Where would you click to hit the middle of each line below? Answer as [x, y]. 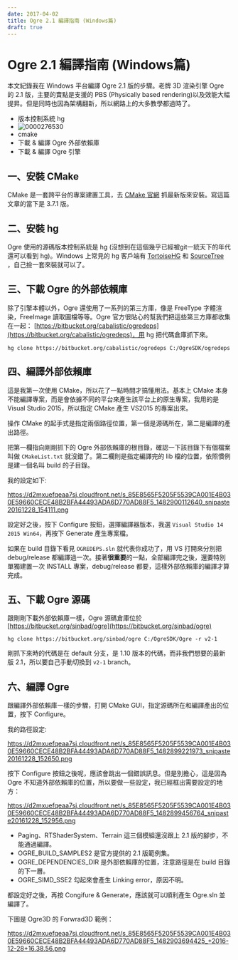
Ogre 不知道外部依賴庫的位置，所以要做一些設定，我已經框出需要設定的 [112, 783]
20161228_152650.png [40, 759]
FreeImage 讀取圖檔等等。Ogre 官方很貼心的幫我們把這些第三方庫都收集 [125, 316]
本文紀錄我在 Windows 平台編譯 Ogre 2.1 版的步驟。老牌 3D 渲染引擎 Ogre [116, 86]
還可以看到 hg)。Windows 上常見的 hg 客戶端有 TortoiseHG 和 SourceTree [116, 256]
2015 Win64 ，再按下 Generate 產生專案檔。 [70, 533]
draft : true [25, 27]
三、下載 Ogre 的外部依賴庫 [67, 289]
